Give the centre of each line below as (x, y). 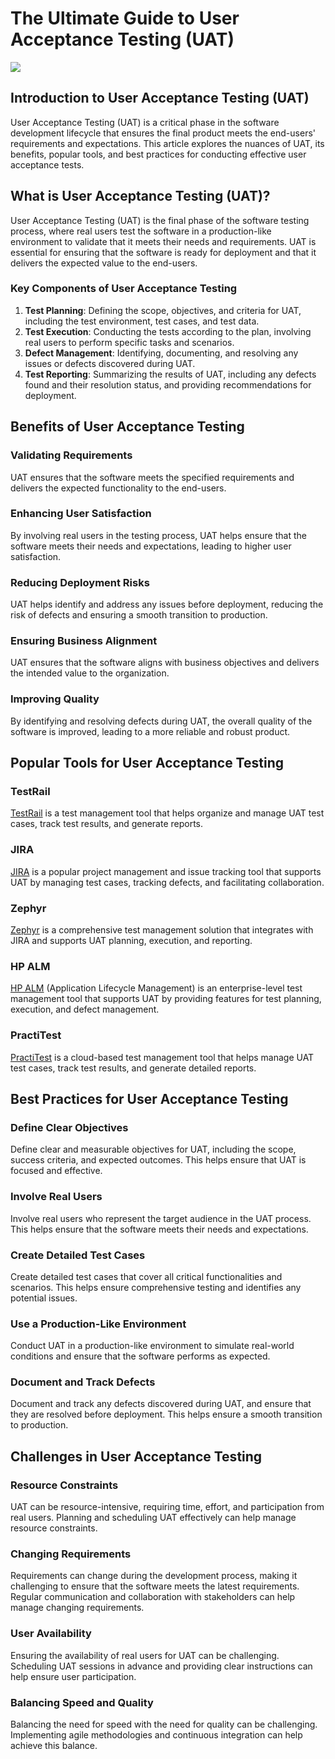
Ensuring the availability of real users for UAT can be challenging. (145, 1655)
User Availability (51, 1634)
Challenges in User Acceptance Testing (136, 1456)
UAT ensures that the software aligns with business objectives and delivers (165, 663)
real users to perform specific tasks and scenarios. (129, 342)
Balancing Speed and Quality (82, 1702)
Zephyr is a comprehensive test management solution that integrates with (162, 930)
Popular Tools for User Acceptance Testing (147, 763)
